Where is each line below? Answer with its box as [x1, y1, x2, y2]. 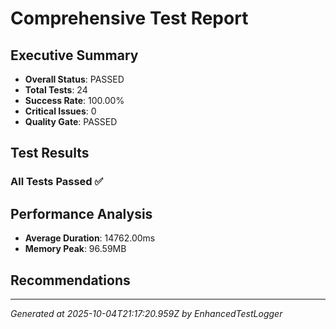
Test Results [10, 145, 90, 162]
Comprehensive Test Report [10, 7, 249, 30]
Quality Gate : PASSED [24, 116, 118, 127]
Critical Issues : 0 [24, 105, 97, 117]
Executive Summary [10, 47, 139, 64]
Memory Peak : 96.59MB [24, 243, 127, 255]
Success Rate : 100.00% [24, 95, 125, 106]
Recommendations [10, 272, 131, 289]
